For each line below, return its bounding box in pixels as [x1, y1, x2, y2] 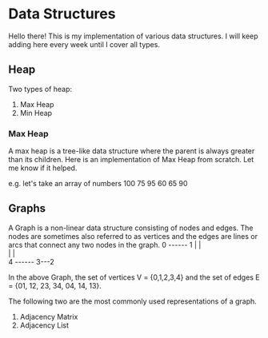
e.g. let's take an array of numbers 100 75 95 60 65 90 [8, 179, 188, 189]
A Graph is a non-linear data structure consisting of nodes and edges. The [8, 223, 254, 233]
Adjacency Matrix [19, 312, 78, 321]
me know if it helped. [8, 163, 78, 173]
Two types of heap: [8, 84, 73, 93]
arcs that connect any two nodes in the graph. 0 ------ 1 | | [8, 240, 202, 249]
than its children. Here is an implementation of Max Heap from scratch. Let [8, 155, 254, 165]
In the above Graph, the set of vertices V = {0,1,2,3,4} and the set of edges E [8, 272, 260, 282]
